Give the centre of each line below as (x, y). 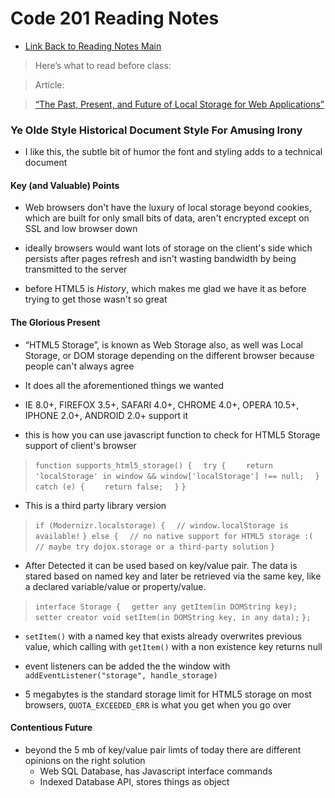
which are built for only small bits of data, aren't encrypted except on (167, 218)
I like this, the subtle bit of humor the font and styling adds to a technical (173, 152)
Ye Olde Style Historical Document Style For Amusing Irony (156, 130)
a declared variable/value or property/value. (115, 586)
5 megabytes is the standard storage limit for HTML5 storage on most (168, 694)
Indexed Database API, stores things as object (134, 781)
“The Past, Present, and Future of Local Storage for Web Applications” (179, 104)
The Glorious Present (55, 323)
